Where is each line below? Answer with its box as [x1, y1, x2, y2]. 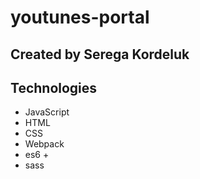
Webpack [24, 138, 65, 150]
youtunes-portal [10, 6, 150, 29]
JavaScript [24, 106, 70, 118]
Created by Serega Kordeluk [10, 46, 190, 63]
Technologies [10, 79, 98, 96]
